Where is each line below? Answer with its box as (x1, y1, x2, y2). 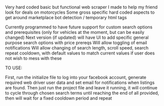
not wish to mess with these (5, 55, 62, 61)
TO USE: (5, 65, 23, 71)
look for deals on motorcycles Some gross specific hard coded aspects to (5, 9, 155, 15)
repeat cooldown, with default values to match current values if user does (5, 50, 155, 56)
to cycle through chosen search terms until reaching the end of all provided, (5, 90, 159, 96)
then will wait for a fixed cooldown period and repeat (5, 95, 112, 101)
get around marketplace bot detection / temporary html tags (5, 15, 127, 20)
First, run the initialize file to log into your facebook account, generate (5, 75, 147, 80)
